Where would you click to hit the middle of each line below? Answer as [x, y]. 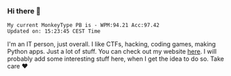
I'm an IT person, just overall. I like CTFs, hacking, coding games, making [112, 44]
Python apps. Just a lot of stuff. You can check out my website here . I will [112, 52]
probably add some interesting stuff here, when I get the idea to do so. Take [115, 59]
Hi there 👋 [24, 11]
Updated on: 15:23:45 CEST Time [54, 31]
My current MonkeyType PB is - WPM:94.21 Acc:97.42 [83, 26]
